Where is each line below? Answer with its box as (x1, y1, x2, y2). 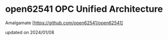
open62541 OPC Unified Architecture (5, 3, 163, 15)
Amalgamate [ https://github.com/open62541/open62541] (5, 20, 123, 26)
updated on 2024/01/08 (5, 29, 54, 35)
